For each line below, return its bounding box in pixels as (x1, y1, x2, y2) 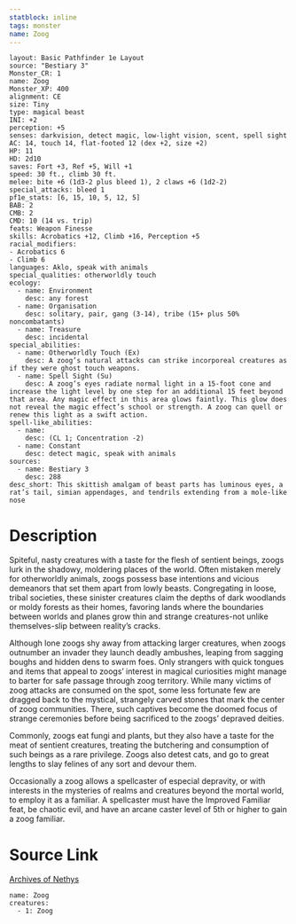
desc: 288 (25, 473, 62, 482)
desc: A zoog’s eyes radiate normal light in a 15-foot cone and (25, 380, 272, 388)
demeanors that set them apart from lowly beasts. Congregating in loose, (9, 583, 277, 594)
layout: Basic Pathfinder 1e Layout (9, 54, 144, 63)
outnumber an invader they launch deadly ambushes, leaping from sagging (9, 647, 284, 658)
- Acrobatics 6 (9, 247, 66, 257)
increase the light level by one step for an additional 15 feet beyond (9, 388, 284, 396)
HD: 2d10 (9, 154, 42, 164)
